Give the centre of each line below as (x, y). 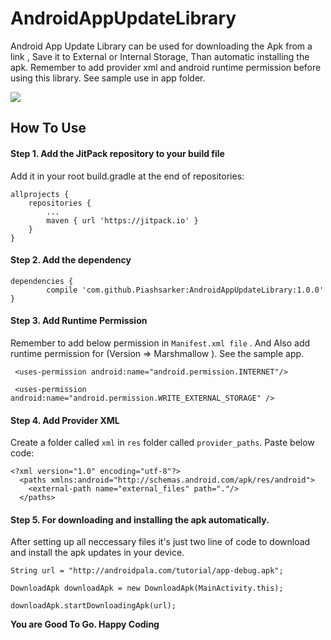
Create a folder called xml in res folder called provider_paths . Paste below (162, 443)
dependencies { (42, 281)
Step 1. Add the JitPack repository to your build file (117, 153)
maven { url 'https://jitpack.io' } (122, 220)
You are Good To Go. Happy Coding (85, 624)
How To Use (48, 128)
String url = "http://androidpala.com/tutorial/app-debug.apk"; (147, 571)
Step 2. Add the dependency (71, 260)
